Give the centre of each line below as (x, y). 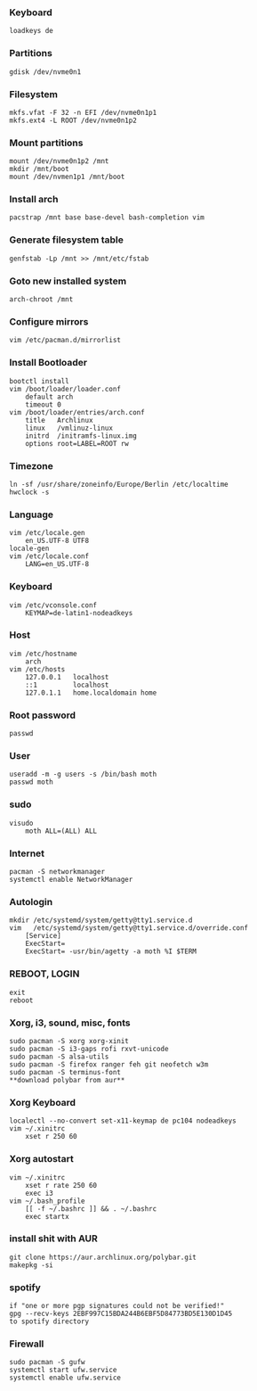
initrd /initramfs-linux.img (81, 436)
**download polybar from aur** (67, 1080)
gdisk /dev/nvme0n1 (45, 72)
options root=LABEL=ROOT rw (77, 443)
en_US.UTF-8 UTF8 (57, 541)
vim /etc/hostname (43, 654)
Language (32, 514)
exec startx (47, 1216)
